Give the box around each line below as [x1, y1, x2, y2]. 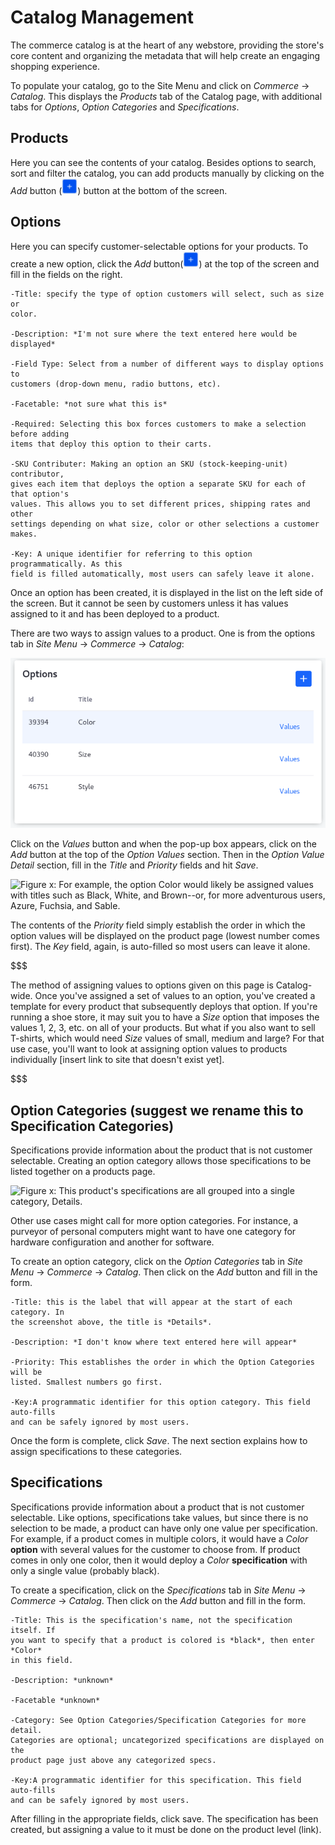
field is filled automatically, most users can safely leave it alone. [10, 569, 315, 579]
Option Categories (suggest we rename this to [10, 1102, 304, 1119]
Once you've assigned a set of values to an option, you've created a [34, 990, 316, 1002]
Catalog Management [10, 6, 195, 29]
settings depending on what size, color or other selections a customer [10, 519, 320, 529]
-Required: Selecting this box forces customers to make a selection [10, 419, 307, 429]
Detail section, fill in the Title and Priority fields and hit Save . [10, 859, 259, 871]
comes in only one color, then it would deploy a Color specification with [10, 1554, 308, 1566]
